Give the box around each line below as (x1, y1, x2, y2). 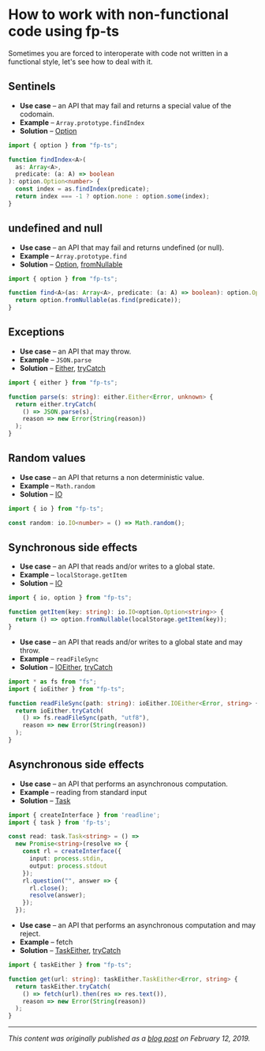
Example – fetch (19, 937, 73, 947)
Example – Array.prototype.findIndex (19, 117, 145, 127)
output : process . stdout (28, 862, 108, 870)
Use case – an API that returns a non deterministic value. (19, 472, 205, 482)
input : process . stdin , (28, 855, 104, 863)
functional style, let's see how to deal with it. (8, 57, 153, 66)
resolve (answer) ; (28, 891, 87, 899)
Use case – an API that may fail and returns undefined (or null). (19, 243, 225, 252)
